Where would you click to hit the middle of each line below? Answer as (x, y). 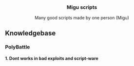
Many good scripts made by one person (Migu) (82, 18)
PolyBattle (18, 47)
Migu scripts (82, 7)
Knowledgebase (30, 33)
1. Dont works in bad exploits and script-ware (52, 58)
